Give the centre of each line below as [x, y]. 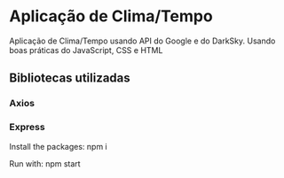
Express [28, 128]
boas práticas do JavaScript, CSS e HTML [86, 50]
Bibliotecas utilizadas [70, 78]
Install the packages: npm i [59, 146]
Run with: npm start [45, 163]
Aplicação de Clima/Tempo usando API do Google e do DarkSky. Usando [142, 41]
